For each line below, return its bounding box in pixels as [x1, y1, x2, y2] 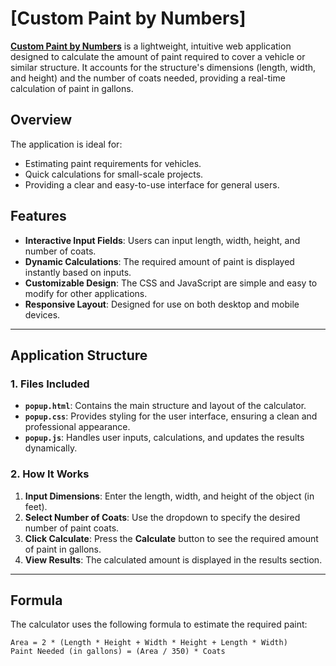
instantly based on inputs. [24, 266, 132, 278]
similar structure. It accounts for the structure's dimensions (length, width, [10, 61, 317, 73]
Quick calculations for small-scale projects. [24, 168, 204, 180]
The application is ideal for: [10, 138, 123, 150]
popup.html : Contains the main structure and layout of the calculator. [24, 400, 307, 412]
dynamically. [24, 442, 78, 454]
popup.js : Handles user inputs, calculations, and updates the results [24, 432, 305, 444]
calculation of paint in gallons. [10, 82, 134, 94]
